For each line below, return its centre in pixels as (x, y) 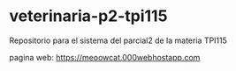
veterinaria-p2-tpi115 (88, 16)
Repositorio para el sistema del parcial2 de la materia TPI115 (118, 40)
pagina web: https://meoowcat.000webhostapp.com (105, 57)
